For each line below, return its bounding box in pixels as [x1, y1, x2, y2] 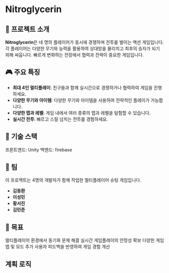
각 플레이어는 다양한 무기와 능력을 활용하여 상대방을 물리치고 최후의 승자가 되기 [5, 45, 160, 51]
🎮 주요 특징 [5, 68, 40, 77]
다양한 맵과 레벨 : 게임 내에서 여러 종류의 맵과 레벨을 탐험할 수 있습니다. [12, 110, 151, 116]
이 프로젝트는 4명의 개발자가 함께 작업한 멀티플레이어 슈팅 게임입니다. [5, 177, 141, 183]
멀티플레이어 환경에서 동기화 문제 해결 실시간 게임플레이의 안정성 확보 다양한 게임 [5, 237, 164, 243]
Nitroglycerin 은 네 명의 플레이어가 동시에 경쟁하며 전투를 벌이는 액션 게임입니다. [5, 39, 164, 45]
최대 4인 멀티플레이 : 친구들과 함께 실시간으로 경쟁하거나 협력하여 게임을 [12, 84, 153, 90]
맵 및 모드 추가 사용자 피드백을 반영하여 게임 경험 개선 [5, 244, 110, 250]
